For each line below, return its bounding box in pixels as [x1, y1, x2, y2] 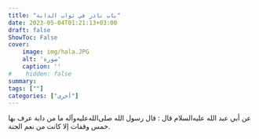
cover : [8, 41, 30, 49]
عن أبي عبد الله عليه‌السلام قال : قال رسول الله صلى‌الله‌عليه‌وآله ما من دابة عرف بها [8, 113, 251, 123]
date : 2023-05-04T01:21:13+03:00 [8, 19, 118, 27]
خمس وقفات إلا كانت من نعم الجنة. [8, 122, 111, 131]
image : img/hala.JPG [22, 48, 89, 56]
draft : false [8, 26, 51, 34]
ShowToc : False [8, 33, 58, 42]
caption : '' [22, 63, 61, 71]
